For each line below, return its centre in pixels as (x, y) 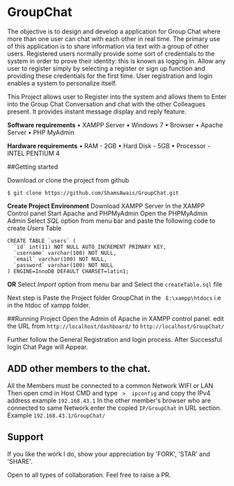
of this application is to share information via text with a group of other (108, 46)
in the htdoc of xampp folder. (49, 305)
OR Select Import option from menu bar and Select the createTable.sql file (115, 284)
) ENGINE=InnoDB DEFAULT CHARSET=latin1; (68, 271)
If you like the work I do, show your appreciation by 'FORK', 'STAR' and (109, 454)
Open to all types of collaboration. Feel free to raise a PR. (89, 475)
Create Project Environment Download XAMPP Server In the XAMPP (106, 205)
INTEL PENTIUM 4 (34, 153)
